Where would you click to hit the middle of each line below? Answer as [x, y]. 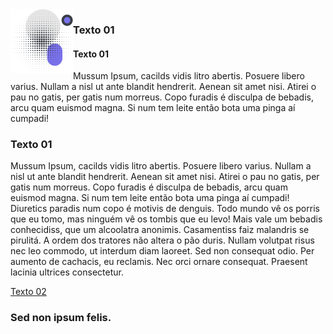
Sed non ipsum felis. [61, 318]
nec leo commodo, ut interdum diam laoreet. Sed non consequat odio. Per [162, 251]
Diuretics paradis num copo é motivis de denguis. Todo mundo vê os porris [165, 209]
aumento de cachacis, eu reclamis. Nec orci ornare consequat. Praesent [159, 262]
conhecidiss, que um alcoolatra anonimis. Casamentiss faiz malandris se [160, 230]
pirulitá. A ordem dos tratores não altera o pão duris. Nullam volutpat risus [162, 240]
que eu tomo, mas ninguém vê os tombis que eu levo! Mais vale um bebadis [166, 219]
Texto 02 [28, 292]
